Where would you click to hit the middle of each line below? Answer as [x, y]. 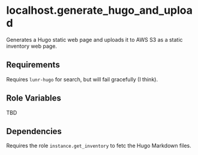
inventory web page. [31, 46]
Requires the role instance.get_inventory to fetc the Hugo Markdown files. [99, 146]
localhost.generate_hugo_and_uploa [100, 10]
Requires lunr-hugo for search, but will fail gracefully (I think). [82, 79]
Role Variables [34, 98]
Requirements [33, 65]
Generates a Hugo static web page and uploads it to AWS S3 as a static [94, 39]
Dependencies [34, 131]
